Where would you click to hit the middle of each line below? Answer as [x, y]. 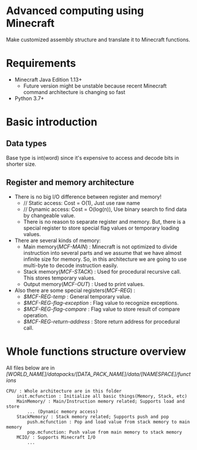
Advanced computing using [75, 11]
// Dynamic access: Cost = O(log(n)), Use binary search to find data [105, 209]
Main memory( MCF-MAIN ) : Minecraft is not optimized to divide [100, 246]
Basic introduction [52, 122]
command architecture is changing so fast [74, 92]
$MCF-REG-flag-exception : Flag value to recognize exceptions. [101, 303]
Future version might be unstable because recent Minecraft [95, 86]
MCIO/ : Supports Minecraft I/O [56, 437]
